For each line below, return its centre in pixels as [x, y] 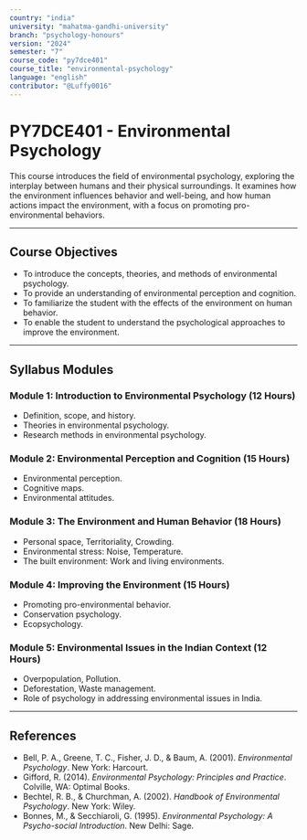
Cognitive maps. [53, 488]
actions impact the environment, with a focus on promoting [121, 205]
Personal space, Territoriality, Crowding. [98, 541]
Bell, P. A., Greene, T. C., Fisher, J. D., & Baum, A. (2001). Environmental [157, 758]
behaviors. [85, 215]
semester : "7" [37, 52]
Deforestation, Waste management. [90, 689]
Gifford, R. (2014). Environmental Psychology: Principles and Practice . [154, 777]
